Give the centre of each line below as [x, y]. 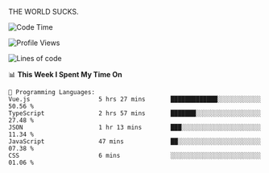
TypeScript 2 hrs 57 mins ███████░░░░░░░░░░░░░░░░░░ [135, 113]
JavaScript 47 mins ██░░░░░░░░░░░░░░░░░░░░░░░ [135, 142]
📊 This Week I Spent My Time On [65, 74]
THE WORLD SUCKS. [43, 12]
